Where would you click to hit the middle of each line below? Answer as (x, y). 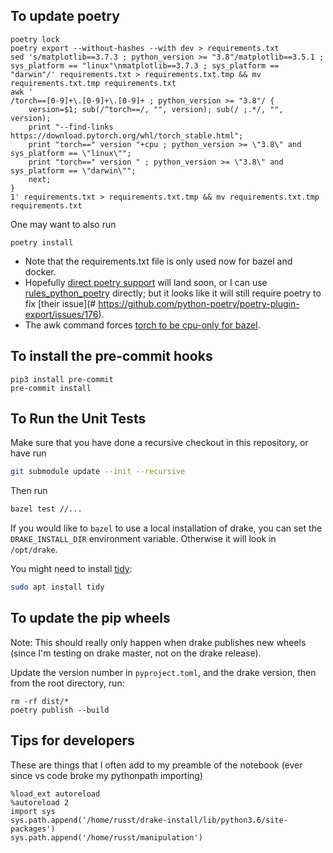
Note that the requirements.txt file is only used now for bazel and (158, 261)
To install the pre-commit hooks (111, 356)
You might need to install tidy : (71, 569)
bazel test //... (46, 509)
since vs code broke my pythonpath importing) (107, 775)
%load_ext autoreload (55, 794)
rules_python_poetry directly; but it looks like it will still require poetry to (173, 293)
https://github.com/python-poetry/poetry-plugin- (199, 303)
